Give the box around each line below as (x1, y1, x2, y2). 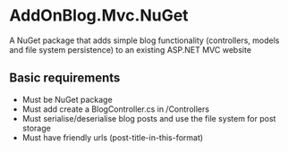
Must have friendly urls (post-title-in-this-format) (21, 131, 204, 143)
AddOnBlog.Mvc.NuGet (9, 5, 190, 26)
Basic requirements (9, 71, 121, 86)
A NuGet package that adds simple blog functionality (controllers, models (9, 35, 280, 46)
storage (21, 122, 51, 133)
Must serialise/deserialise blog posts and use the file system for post (21, 113, 276, 123)
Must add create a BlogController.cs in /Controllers (21, 104, 210, 114)
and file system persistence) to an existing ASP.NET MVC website (9, 44, 252, 55)
